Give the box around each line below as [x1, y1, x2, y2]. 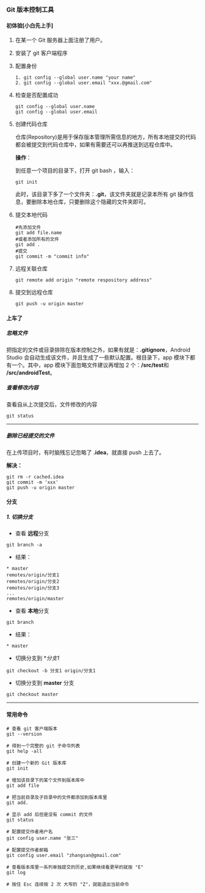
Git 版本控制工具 [6, 5, 54, 13]
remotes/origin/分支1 [6, 572, 60, 578]
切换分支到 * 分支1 [15, 654, 60, 662]
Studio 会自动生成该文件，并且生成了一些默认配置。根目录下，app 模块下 [6, 353, 190, 361]
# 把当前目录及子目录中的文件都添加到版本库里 [6, 795, 108, 801]
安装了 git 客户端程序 [15, 49, 68, 57]
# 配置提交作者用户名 [6, 829, 53, 835]
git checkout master [6, 692, 59, 698]
